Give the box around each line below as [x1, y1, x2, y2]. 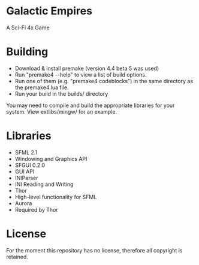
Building [6, 45, 49, 59]
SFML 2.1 [14, 148, 38, 156]
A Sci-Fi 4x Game [6, 24, 50, 31]
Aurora [14, 199, 32, 207]
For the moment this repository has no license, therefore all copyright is [6, 246, 183, 254]
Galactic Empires [6, 4, 93, 18]
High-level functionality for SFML [14, 193, 97, 200]
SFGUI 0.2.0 [14, 162, 46, 169]
